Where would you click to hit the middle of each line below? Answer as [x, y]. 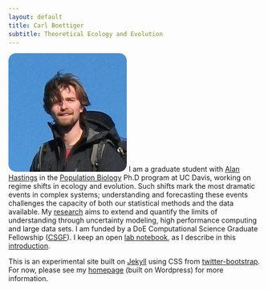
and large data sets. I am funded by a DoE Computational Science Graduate [133, 229]
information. [28, 279]
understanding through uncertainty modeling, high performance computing [133, 220]
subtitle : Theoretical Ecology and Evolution [85, 34]
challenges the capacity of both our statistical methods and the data [121, 203]
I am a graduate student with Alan [184, 170]
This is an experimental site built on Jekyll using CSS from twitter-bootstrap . [134, 262]
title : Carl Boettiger [46, 25]
